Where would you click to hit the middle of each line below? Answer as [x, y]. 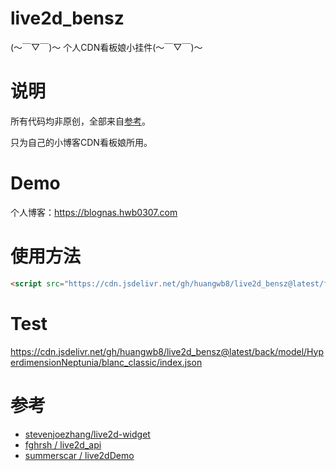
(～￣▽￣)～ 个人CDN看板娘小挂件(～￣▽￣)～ [106, 47]
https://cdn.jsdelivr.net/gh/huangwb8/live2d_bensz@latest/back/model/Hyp [167, 351]
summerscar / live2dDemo [79, 455]
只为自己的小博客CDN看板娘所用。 [81, 142]
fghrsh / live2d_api [63, 444]
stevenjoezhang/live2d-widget [87, 434]
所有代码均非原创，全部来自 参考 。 [80, 121]
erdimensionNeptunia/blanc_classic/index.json [106, 362]
